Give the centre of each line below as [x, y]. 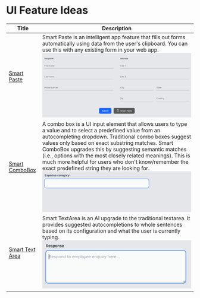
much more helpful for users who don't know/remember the [115, 161]
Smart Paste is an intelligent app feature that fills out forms [114, 37]
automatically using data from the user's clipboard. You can [115, 43]
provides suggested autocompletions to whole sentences [112, 224]
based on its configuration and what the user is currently [111, 231]
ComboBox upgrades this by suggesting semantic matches [114, 149]
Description [117, 28]
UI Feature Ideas [47, 10]
